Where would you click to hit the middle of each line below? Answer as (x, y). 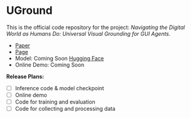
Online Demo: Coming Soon (50, 65)
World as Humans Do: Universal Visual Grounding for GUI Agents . (89, 33)
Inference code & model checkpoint (60, 88)
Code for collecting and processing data (65, 109)
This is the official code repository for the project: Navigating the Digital (96, 27)
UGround (29, 11)
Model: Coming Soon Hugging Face (59, 58)
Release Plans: (25, 76)
